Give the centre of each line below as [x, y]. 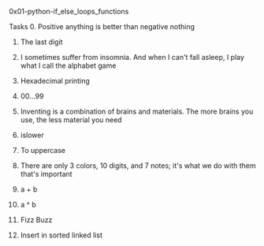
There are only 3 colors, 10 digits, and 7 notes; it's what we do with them [138, 166]
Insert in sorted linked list [61, 235]
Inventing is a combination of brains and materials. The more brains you [137, 111]
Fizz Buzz [36, 220]
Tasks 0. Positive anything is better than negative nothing [102, 26]
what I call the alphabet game [68, 65]
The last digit [41, 42]
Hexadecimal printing [55, 81]
